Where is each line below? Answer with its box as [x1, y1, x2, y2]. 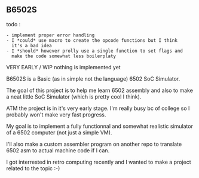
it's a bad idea [11, 42, 52, 48]
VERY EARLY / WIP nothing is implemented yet [6, 63, 121, 70]
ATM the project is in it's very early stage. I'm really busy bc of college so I [6, 105, 190, 112]
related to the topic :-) [6, 164, 60, 172]
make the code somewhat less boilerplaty [11, 53, 117, 59]
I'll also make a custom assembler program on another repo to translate [6, 140, 182, 148]
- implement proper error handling [6, 32, 95, 38]
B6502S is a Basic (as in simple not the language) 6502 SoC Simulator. [6, 75, 180, 82]
